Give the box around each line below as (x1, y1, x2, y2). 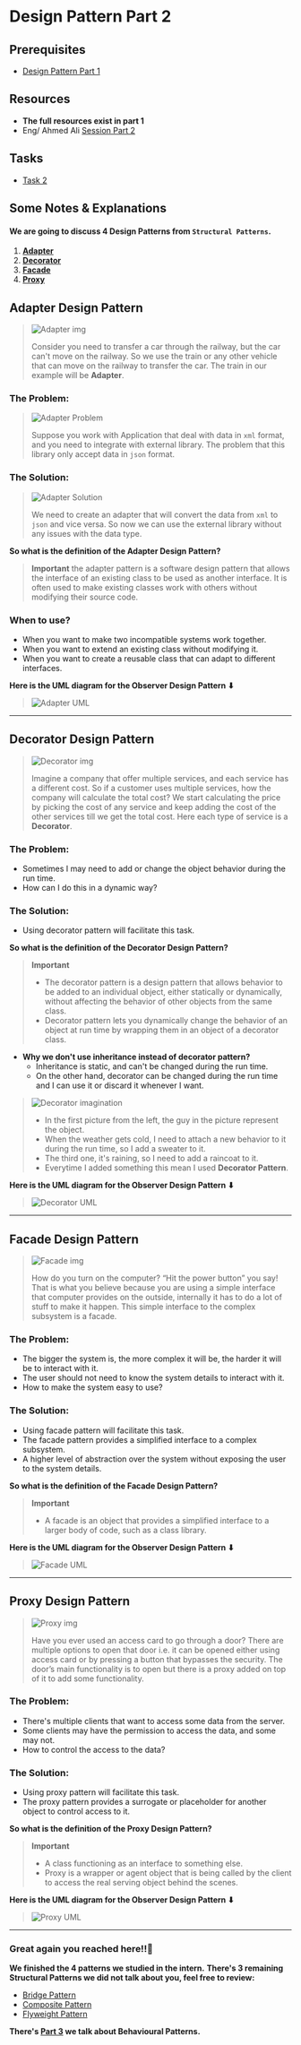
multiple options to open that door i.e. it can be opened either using (30, 1644, 280, 1655)
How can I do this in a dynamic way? (21, 883, 158, 893)
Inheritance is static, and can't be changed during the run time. (35, 1061, 269, 1072)
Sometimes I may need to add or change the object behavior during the (21, 863, 287, 875)
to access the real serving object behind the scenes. (44, 1877, 239, 1888)
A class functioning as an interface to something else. (44, 1858, 244, 1869)
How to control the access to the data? (21, 1744, 166, 1755)
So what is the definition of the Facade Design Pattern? (9, 1480, 219, 1491)
